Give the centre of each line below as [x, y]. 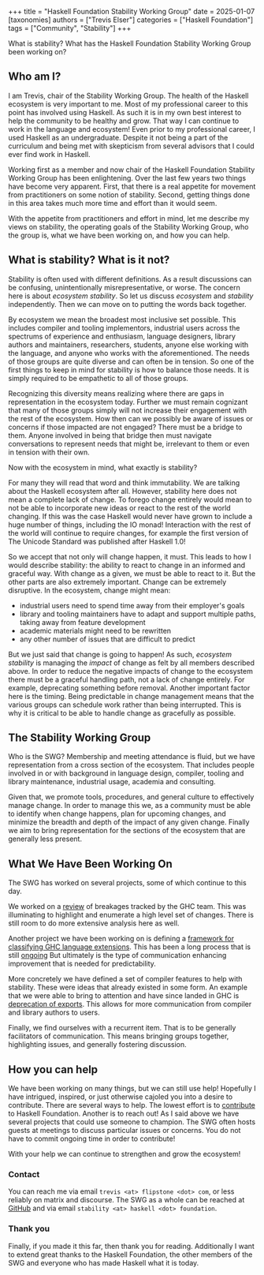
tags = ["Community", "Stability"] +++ [70, 28]
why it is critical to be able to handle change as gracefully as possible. [122, 712]
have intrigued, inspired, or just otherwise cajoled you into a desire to [121, 1097]
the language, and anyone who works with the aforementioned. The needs [129, 353]
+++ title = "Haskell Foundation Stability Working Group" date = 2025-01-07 [132, 11]
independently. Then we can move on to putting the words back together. [127, 304]
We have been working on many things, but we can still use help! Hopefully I [132, 1089]
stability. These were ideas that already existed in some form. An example [128, 987]
